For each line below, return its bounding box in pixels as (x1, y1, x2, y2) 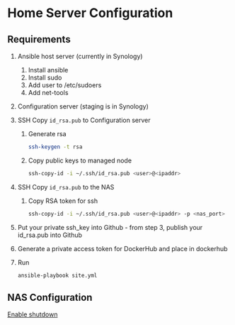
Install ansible (28, 66, 69, 74)
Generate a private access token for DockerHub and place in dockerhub (17, 244, 228, 253)
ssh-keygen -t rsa (28, 143, 83, 150)
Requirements (7, 33, 71, 45)
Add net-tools (28, 89, 69, 97)
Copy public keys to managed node (28, 156, 132, 165)
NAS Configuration (7, 291, 93, 303)
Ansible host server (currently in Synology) (17, 52, 143, 60)
